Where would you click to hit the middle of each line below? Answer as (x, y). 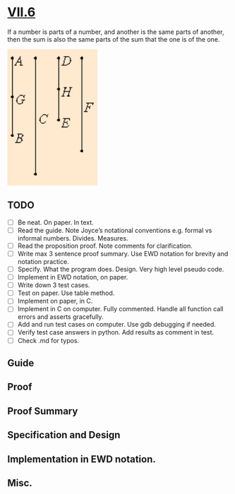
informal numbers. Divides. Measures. (73, 238)
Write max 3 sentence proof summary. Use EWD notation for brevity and (123, 253)
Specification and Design (64, 435)
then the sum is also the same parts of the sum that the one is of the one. (114, 39)
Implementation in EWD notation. (82, 459)
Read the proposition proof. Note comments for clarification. (105, 246)
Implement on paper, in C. (55, 301)
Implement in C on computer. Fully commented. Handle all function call (120, 309)
